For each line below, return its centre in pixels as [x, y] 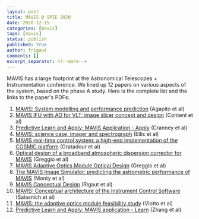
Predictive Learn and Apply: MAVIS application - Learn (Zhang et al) [98, 210]
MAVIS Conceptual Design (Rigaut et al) [64, 184]
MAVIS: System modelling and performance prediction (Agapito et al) [100, 109]
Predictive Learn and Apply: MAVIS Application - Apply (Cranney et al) [101, 128]
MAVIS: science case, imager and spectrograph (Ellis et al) [87, 134]
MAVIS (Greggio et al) [42, 159]
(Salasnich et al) [35, 197]
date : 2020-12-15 [28, 23]
